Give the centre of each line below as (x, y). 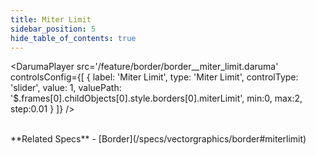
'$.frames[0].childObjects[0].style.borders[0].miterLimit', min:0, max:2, (156, 98)
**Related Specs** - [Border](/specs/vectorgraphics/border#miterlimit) (158, 139)
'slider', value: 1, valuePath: (66, 88)
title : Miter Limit (51, 19)
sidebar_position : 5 (53, 29)
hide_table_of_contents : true (73, 38)
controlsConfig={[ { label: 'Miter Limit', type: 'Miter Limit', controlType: (154, 77)
